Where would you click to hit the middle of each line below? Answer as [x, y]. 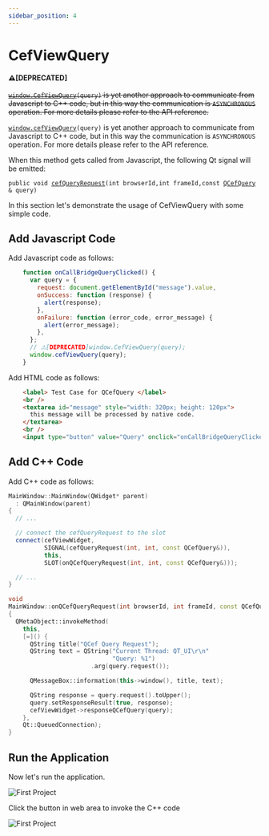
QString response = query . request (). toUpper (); [110, 695]
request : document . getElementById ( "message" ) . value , [127, 288]
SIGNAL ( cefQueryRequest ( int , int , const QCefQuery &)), [137, 548]
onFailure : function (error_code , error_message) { [125, 318]
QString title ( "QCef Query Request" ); [94, 644]
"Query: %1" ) [134, 659]
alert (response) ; [73, 302]
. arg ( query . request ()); [130, 667]
